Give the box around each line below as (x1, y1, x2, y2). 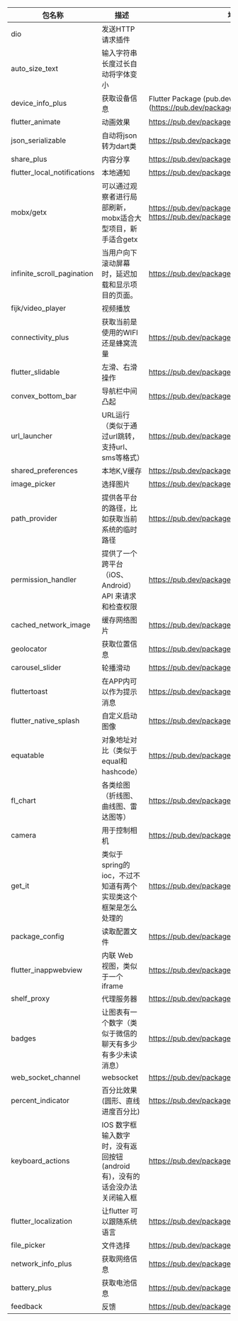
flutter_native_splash (11, 716, 80, 725)
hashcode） (101, 767, 142, 777)
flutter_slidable (11, 367, 60, 377)
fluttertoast (11, 686, 48, 696)
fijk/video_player (11, 303, 67, 313)
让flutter (101, 1206, 129, 1216)
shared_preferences (11, 466, 78, 475)
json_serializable (11, 136, 67, 145)
